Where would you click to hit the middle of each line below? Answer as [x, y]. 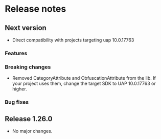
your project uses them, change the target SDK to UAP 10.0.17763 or [84, 84]
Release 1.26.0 [29, 119]
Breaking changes [28, 67]
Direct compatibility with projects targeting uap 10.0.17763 [73, 40]
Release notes [36, 9]
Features [16, 53]
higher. [19, 89]
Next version [26, 28]
